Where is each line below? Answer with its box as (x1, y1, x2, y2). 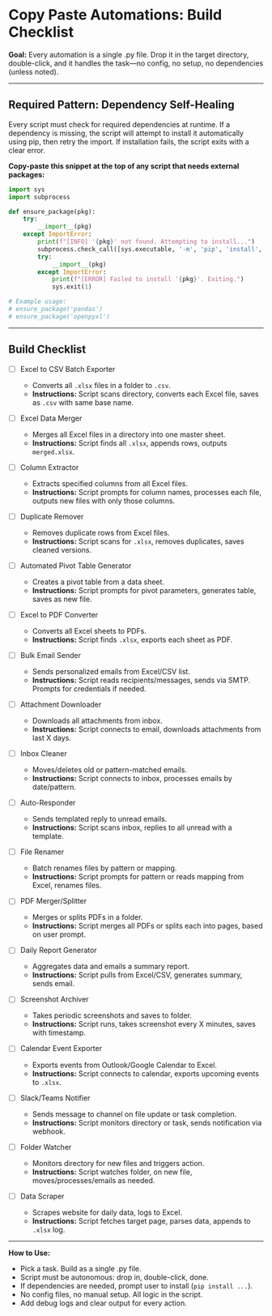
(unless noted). (8, 66, 59, 76)
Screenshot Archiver (19, 994, 89, 1004)
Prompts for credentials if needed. (32, 684, 147, 694)
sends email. (32, 979, 75, 989)
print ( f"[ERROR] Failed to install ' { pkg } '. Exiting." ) (51, 276, 244, 284)
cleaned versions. (32, 545, 91, 554)
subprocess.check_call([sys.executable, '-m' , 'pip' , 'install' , (37, 245, 263, 253)
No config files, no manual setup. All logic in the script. (19, 1289, 203, 1299)
